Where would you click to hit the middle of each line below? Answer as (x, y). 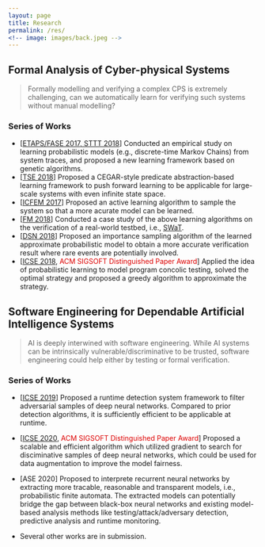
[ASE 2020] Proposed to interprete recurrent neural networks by (125, 479)
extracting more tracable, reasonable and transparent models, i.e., (127, 488)
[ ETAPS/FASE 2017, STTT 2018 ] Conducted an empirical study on (126, 143)
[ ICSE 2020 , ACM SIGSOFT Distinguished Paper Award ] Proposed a (130, 438)
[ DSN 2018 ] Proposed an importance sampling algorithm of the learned (135, 236)
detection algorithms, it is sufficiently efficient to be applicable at (125, 415)
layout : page (30, 15)
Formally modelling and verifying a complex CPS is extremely (127, 89)
